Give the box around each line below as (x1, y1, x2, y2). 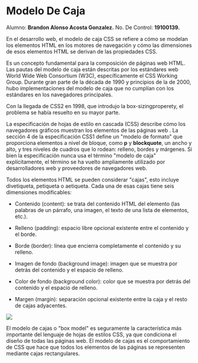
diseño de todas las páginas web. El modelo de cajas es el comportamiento (6, 337, 190, 344)
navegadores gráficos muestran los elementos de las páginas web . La (6, 127, 179, 134)
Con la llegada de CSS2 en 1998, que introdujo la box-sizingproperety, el (6, 102, 184, 109)
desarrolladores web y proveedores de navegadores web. (6, 165, 148, 172)
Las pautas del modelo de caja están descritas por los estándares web (6, 65, 179, 72)
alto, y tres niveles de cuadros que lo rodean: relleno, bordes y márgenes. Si (6, 146, 193, 153)
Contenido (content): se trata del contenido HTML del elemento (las (14, 200, 180, 207)
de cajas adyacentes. (14, 302, 67, 309)
